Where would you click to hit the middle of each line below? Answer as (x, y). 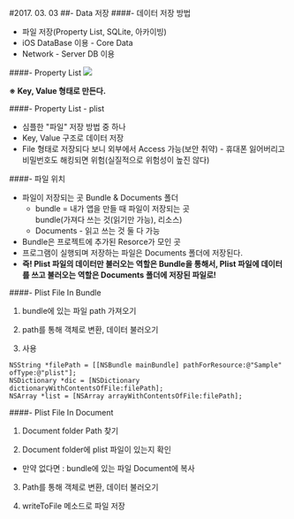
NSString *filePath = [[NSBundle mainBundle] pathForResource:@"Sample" (146, 365)
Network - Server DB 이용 (68, 54)
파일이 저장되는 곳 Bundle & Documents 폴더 (100, 198)
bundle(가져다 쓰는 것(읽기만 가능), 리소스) (109, 220)
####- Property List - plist (57, 108)
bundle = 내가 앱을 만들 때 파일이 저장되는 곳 (112, 209)
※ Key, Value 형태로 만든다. (57, 91)
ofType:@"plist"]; (43, 373)
